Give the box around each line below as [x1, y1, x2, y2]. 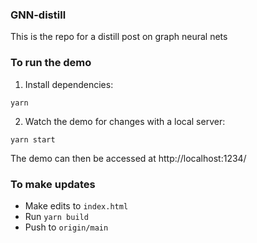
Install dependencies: [24, 78, 114, 90]
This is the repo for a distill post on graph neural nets [10, 31, 228, 43]
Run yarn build [24, 210, 89, 222]
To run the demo [10, 56, 92, 70]
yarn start [10, 134, 56, 145]
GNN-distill [10, 8, 67, 22]
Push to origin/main [24, 221, 109, 233]
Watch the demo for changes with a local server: [24, 115, 226, 127]
